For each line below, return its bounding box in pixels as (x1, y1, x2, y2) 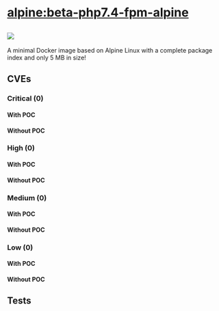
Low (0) (7, 243, 34, 252)
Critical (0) (7, 94, 44, 103)
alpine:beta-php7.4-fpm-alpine (7, 5, 190, 21)
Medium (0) (7, 193, 47, 202)
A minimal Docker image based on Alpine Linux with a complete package (7, 46, 213, 54)
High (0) (7, 144, 36, 153)
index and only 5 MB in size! (7, 53, 87, 62)
